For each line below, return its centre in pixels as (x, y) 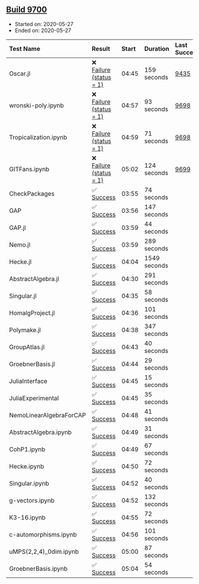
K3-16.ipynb (28, 517)
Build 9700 (27, 10)
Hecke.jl (20, 261)
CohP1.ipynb (27, 449)
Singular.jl (23, 296)
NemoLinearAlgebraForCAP (48, 415)
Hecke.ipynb (27, 466)
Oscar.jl (20, 74)
